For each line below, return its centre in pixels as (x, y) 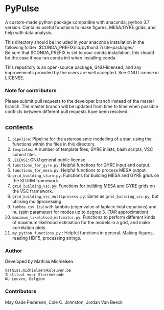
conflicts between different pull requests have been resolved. (67, 112)
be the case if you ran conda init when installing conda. (61, 57)
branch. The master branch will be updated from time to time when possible (82, 107)
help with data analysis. (29, 32)
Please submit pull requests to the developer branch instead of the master (80, 101)
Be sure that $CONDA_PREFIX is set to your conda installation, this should (80, 53)
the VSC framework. (33, 191)
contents (19, 127)
